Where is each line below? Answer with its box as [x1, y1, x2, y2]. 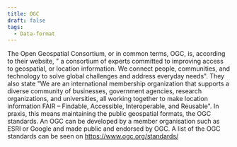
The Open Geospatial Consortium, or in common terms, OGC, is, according [7, 49, 226, 58]
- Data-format [13, 30, 55, 37]
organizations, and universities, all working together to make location [7, 95, 209, 103]
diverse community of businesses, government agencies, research [7, 87, 202, 95]
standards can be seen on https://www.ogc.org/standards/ [7, 132, 179, 141]
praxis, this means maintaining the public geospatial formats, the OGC [7, 110, 212, 118]
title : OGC [7, 10, 40, 18]
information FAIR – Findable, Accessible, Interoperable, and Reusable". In [7, 102, 219, 110]
